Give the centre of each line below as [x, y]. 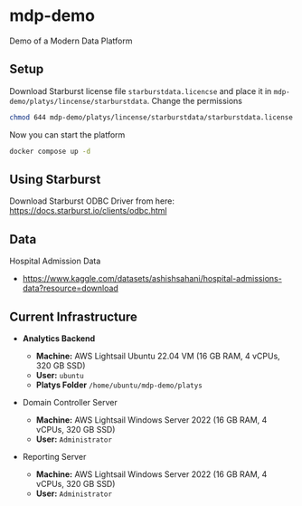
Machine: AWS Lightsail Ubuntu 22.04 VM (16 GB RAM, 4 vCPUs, [158, 356]
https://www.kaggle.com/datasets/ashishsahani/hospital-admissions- [152, 279]
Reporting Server [54, 456]
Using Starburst [55, 179]
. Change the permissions [194, 100]
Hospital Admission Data [55, 261]
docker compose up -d [50, 151]
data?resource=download [71, 288]
